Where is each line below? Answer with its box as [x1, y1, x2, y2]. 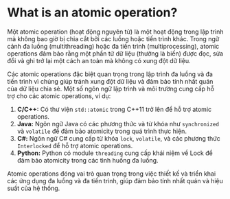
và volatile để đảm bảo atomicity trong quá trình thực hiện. [16, 127, 187, 135]
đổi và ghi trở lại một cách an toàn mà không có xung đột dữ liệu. [7, 56, 191, 65]
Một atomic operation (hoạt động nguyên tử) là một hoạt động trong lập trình [7, 27, 224, 36]
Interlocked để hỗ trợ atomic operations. [16, 141, 133, 150]
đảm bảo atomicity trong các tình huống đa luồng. [16, 156, 159, 164]
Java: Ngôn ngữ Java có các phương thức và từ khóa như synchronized [16, 119, 220, 128]
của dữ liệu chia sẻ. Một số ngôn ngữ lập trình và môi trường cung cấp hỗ [7, 84, 215, 93]
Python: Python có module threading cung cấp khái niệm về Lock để [16, 149, 213, 157]
